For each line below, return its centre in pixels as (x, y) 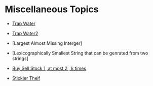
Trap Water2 (25, 33)
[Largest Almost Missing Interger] (47, 43)
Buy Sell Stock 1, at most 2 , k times (49, 68)
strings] (20, 58)
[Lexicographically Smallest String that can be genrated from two (80, 53)
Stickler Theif (26, 78)
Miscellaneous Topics (52, 9)
